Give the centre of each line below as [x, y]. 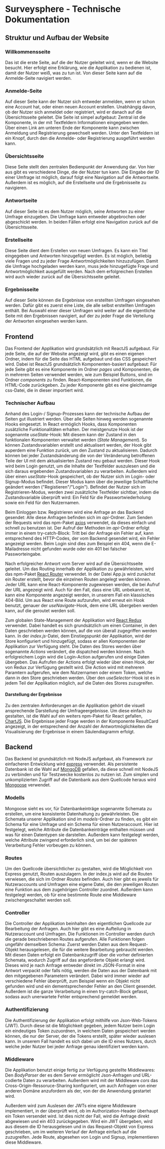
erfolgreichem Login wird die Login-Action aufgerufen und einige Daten [77, 657]
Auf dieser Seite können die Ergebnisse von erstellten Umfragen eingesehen [82, 300]
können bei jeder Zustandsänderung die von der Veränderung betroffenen [80, 456]
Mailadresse [17, 549]
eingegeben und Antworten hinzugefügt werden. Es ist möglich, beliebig [78, 256]
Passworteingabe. [23, 554]
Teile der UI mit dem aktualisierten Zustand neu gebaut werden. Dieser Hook [82, 461]
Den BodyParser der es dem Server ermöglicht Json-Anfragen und [73, 1075]
